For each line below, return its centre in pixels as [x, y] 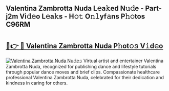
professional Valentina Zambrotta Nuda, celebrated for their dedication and [85, 77]
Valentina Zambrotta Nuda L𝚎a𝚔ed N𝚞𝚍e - [75, 8]
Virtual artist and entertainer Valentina [123, 61]
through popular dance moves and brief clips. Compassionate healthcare [83, 72]
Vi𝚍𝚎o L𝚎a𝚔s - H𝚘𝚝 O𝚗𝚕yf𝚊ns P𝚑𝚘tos [82, 17]
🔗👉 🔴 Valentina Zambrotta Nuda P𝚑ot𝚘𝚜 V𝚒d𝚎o [84, 46]
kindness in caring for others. [37, 83]
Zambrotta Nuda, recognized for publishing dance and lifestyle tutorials [81, 67]
